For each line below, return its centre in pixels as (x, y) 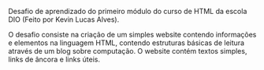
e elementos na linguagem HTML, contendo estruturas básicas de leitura (126, 43)
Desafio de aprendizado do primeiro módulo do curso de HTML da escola (128, 11)
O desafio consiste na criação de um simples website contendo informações (132, 35)
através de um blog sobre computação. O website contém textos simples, (128, 51)
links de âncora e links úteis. (54, 59)
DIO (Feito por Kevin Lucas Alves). (64, 19)
